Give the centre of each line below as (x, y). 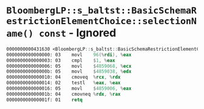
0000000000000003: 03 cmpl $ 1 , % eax (61, 60)
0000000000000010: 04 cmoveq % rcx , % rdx (63, 78)
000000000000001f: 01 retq (45, 100)
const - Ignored (77, 33)
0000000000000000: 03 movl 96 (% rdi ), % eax (69, 54)
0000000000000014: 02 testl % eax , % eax (63, 83)
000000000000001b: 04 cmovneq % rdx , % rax (63, 94)
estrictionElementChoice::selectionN (102, 21)
